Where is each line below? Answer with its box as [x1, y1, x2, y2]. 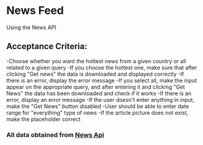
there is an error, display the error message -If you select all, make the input [6, 76, 197, 84]
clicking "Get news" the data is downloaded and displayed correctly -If [6, 70, 184, 78]
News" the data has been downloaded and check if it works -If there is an [6, 89, 192, 97]
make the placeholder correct [6, 115, 81, 123]
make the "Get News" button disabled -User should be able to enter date [6, 103, 189, 110]
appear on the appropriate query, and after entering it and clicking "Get [6, 83, 185, 90]
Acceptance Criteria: [6, 41, 87, 52]
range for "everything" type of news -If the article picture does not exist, [6, 109, 188, 116]
